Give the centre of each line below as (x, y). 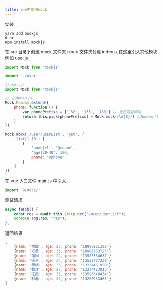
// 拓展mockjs (19, 98)
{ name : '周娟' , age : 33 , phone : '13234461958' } (63, 265)
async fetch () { (22, 209)
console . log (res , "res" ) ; (40, 218)
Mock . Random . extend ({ (27, 103)
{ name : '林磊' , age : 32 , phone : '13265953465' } (63, 279)
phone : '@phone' (48, 157)
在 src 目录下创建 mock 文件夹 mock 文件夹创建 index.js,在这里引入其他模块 (81, 51)
